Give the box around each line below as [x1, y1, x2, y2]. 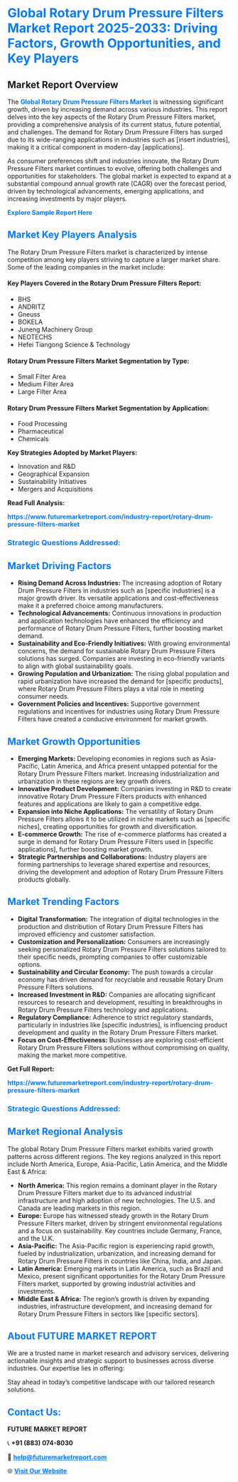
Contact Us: [7, 1406, 62, 1418]
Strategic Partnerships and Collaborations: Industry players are [17, 852, 207, 861]
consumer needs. [17, 692, 70, 701]
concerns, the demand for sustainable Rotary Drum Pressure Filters [17, 647, 215, 655]
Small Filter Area [17, 372, 66, 381]
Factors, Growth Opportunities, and [7, 36, 222, 51]
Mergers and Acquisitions [17, 485, 94, 494]
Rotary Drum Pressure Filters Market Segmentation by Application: [7, 403, 210, 412]
